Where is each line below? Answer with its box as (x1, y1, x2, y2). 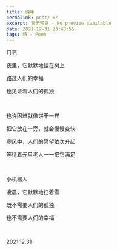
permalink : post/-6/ (6, 15, 59, 21)
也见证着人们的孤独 (6, 87, 55, 95)
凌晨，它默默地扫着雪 (6, 189, 59, 196)
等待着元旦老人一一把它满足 (6, 151, 76, 158)
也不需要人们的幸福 (6, 214, 55, 221)
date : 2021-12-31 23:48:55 (6, 25, 75, 32)
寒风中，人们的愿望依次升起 (6, 138, 76, 146)
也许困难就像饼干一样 (6, 112, 59, 120)
